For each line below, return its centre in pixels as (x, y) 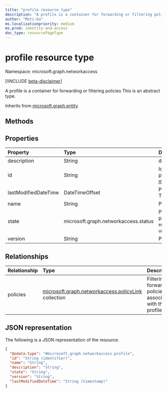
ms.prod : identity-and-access (37, 28)
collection (54, 297)
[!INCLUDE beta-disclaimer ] (34, 81)
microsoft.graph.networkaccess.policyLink (92, 291)
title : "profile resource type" (39, 10)
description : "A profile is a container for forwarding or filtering (79, 14)
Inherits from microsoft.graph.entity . (42, 106)
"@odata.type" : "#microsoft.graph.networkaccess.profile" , (72, 354)
